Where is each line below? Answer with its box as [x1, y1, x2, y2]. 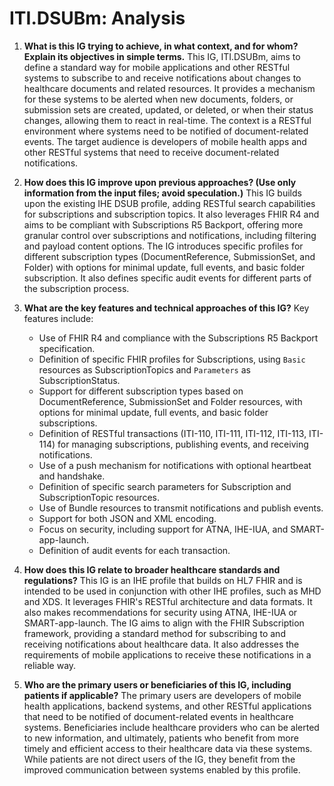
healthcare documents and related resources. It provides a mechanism [23, 82, 316, 94]
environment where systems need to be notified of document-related [23, 125, 309, 137]
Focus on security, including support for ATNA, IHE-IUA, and [38, 523, 289, 535]
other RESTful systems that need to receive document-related [23, 146, 280, 158]
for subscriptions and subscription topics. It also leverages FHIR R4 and [23, 208, 320, 220]
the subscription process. [23, 282, 130, 294]
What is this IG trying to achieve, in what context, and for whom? [23, 40, 299, 52]
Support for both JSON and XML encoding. [38, 512, 217, 524]
